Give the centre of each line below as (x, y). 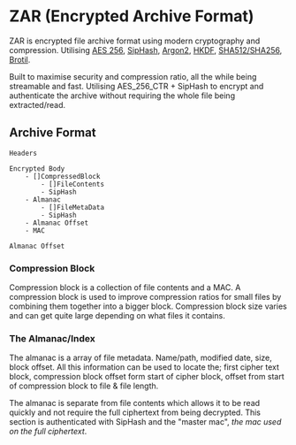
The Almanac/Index (52, 338)
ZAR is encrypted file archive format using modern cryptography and (135, 41)
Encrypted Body (37, 169)
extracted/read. (38, 104)
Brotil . (20, 59)
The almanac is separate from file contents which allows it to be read (135, 403)
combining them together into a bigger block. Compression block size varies (148, 306)
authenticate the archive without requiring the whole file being (122, 96)
